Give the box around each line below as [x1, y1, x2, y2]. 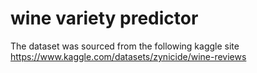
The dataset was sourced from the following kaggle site [10, 40, 240, 52]
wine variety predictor [10, 7, 199, 30]
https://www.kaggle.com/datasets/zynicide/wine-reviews [10, 50, 247, 62]
